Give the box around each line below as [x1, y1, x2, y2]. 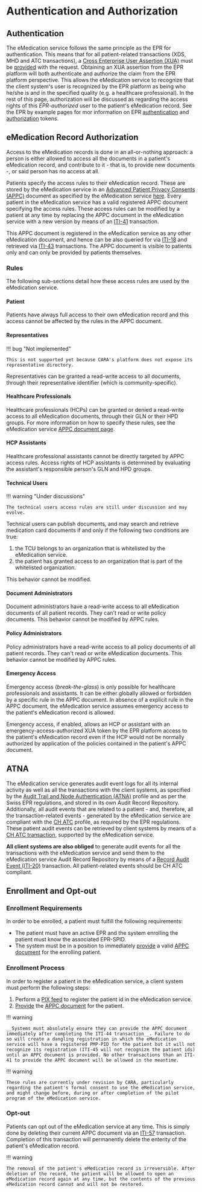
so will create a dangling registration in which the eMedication [6, 1036, 177, 1042]
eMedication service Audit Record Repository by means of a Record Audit [6, 856, 189, 863]
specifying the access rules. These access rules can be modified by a [6, 205, 180, 212]
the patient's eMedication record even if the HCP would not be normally [6, 733, 185, 740]
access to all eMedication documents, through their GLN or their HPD [6, 412, 178, 420]
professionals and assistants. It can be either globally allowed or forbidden [6, 690, 192, 697]
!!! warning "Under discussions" [6, 493, 86, 500]
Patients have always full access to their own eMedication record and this [6, 311, 189, 318]
